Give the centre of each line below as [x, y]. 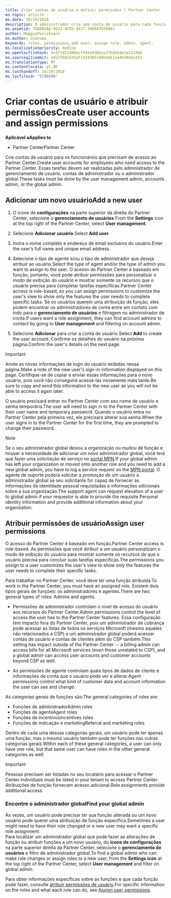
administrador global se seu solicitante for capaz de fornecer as [72, 480]
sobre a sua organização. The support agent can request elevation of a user [84, 491]
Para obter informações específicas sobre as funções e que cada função [82, 879]
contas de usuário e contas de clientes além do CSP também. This [82, 639]
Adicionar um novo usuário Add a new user [74, 200]
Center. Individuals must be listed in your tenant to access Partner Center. [82, 780]
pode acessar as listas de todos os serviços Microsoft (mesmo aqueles [87, 628]
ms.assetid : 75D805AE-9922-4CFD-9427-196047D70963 [60, 29]
